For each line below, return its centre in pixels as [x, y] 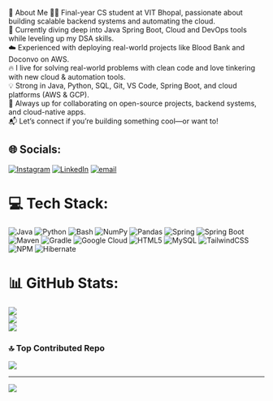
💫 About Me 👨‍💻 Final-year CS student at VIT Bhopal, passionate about [126, 13]
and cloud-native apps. [47, 112]
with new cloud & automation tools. [67, 77]
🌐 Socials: [35, 150]
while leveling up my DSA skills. [61, 38]
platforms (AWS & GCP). [49, 95]
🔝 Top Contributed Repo [57, 347]
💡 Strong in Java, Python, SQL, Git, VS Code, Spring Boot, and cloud [123, 86]
